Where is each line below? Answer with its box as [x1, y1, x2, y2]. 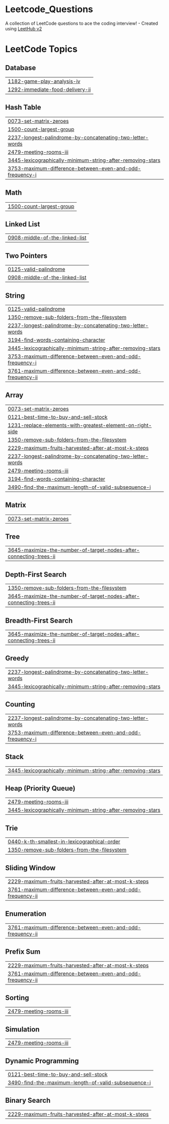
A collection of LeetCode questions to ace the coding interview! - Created [5, 20, 158, 26]
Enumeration [5, 910, 47, 918]
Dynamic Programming [5, 1056, 79, 1065]
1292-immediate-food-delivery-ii [8, 86, 91, 93]
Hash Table [5, 103, 41, 112]
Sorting [5, 993, 29, 1002]
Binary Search [5, 1096, 51, 1105]
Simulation [5, 1025, 40, 1034]
